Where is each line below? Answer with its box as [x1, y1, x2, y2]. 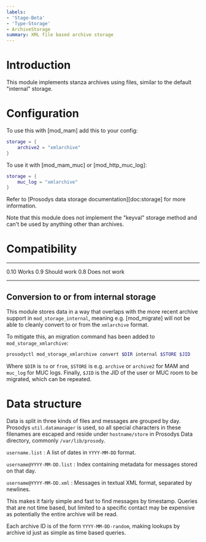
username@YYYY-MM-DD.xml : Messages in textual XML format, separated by [6, 479, 192, 486]
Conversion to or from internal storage [6, 292, 156, 302]
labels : [6, 9, 26, 15]
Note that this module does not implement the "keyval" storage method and [6, 214, 197, 222]
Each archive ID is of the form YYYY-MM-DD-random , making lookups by [6, 522, 180, 530]
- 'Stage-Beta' [6, 15, 45, 21]
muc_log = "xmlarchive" [17, 179, 78, 185]
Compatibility [6, 242, 77, 256]
